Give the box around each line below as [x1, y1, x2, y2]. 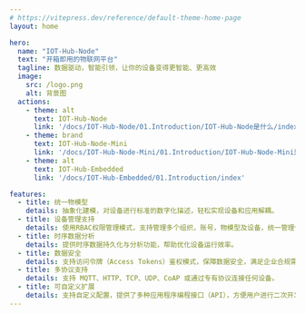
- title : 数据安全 [17, 249, 82, 258]
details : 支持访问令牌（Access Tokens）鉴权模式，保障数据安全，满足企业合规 [25, 257, 291, 266]
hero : [9, 38, 30, 47]
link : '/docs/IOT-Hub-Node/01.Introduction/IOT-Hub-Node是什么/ [33, 123, 279, 132]
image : [17, 72, 43, 82]
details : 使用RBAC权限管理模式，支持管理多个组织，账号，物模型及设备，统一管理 [25, 223, 295, 232]
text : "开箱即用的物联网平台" [17, 55, 118, 64]
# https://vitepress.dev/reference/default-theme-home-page [9, 13, 242, 23]
